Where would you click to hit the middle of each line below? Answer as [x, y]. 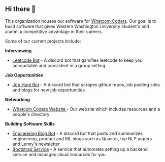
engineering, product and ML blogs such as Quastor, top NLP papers [82, 138]
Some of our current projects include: [43, 41]
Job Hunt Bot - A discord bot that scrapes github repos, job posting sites [86, 84]
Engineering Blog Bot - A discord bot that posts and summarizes [77, 133]
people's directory [31, 114]
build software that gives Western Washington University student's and [77, 26]
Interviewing [18, 50]
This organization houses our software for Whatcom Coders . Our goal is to [81, 21]
